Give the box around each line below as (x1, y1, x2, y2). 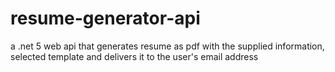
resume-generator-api (10, 7, 201, 30)
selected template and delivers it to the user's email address (10, 50, 259, 62)
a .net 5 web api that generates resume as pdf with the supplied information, (10, 40, 325, 52)
